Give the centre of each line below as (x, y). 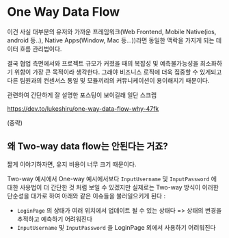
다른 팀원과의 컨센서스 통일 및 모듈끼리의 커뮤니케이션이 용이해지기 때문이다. (108, 80)
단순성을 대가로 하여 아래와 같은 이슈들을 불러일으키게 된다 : (86, 196)
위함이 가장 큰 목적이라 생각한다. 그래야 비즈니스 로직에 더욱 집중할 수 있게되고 (118, 72)
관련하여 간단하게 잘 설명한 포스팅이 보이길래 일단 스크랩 (82, 95)
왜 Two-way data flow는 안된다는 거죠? (88, 147)
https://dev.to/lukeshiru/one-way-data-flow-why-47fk (83, 108)
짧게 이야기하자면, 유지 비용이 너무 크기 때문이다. (72, 164)
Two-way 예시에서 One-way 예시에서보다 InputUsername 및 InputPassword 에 (112, 178)
